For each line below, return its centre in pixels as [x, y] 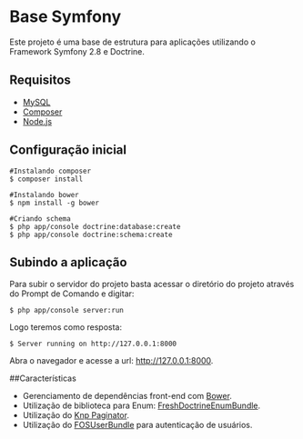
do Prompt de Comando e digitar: [72, 294]
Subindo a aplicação [68, 262]
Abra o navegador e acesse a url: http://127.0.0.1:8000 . [111, 361]
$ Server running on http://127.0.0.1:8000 [93, 344]
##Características [43, 378]
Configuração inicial [68, 150]
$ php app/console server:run [67, 311]
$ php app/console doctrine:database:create [95, 226]
